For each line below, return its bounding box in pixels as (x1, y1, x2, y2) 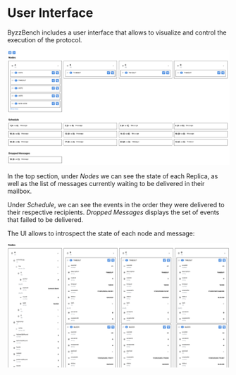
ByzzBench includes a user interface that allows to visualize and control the (7, 28, 227, 37)
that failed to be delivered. (7, 216, 84, 224)
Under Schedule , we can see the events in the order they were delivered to (7, 201, 225, 209)
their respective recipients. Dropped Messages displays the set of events (7, 208, 220, 216)
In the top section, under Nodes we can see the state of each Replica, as (7, 172, 218, 180)
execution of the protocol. (7, 35, 82, 44)
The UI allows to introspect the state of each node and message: (7, 229, 195, 238)
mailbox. (7, 187, 32, 195)
